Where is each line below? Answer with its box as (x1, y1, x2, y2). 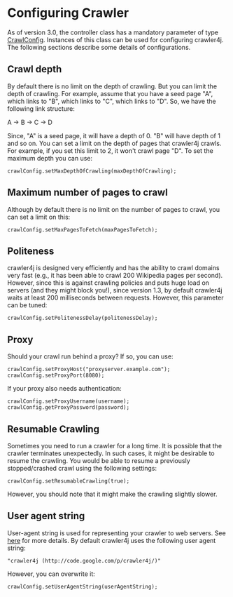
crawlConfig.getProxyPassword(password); (7, 404, 130, 411)
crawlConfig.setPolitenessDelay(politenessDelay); (7, 314, 158, 322)
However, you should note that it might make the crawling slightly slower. (7, 490, 218, 498)
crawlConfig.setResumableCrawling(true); (7, 478, 130, 485)
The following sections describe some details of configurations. (7, 43, 191, 51)
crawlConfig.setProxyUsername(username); (7, 398, 130, 405)
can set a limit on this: (7, 213, 71, 221)
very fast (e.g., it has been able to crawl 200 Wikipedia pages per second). (7, 271, 223, 280)
